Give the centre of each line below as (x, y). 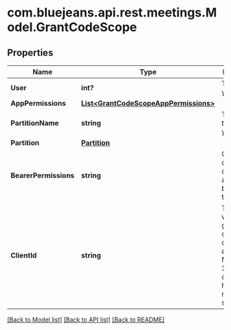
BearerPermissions (43, 175)
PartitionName (35, 123)
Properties (30, 53)
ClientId (24, 255)
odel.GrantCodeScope (72, 27)
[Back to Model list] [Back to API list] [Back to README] (86, 320)
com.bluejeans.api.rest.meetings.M (112, 13)
